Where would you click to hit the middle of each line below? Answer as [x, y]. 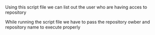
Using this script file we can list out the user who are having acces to [76, 7]
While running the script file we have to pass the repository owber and [77, 22]
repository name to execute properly [43, 27]
